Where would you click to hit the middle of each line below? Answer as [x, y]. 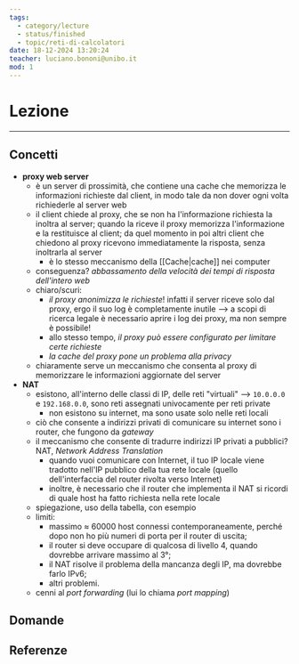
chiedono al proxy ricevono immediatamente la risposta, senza [150, 242]
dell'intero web [63, 280]
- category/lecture [53, 26]
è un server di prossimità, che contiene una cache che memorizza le [161, 186]
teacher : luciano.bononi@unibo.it [73, 59]
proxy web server [55, 176]
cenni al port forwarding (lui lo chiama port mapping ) [132, 592]
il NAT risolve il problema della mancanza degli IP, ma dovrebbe [165, 564]
